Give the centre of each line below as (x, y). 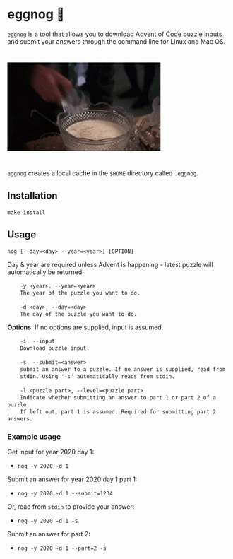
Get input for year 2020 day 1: (50, 452)
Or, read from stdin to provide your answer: (71, 507)
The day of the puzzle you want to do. (79, 314)
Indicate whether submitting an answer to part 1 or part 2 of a (118, 398)
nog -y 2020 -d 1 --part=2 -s (62, 548)
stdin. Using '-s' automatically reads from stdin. (97, 376)
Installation (32, 195)
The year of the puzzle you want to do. (80, 293)
